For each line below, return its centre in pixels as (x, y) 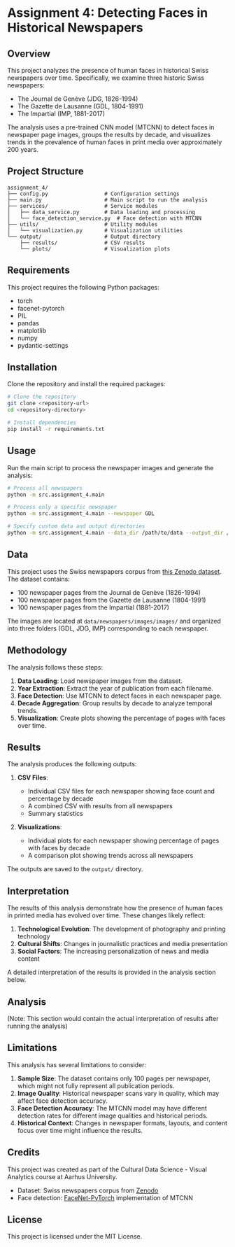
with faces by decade (59, 848)
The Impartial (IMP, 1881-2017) (61, 114)
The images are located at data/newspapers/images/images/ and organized (114, 621)
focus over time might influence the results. (80, 1130)
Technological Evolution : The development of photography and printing (121, 929)
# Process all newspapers (45, 488)
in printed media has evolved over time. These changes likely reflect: (106, 915)
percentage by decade (60, 798)
